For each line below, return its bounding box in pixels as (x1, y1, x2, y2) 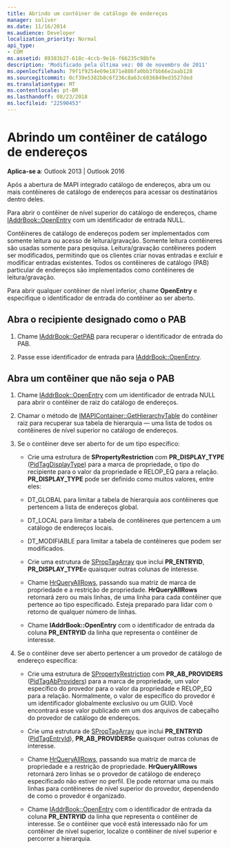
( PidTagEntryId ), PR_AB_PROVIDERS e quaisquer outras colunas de (27, 735, 219, 743)
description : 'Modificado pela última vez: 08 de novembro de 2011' (7, 61, 208, 68)
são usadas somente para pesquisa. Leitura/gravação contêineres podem (7, 243, 217, 252)
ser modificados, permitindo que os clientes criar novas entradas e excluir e (7, 251, 223, 259)
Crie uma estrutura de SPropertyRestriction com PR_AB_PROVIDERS (27, 670, 223, 678)
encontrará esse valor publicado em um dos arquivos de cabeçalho (27, 706, 219, 715)
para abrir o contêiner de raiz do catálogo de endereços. (17, 398, 179, 407)
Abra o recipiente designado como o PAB (7, 314, 186, 326)
